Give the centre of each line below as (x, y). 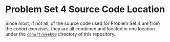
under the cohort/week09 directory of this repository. (60, 34)
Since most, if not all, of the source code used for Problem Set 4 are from (83, 23)
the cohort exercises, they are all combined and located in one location (80, 28)
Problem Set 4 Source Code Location (85, 9)
